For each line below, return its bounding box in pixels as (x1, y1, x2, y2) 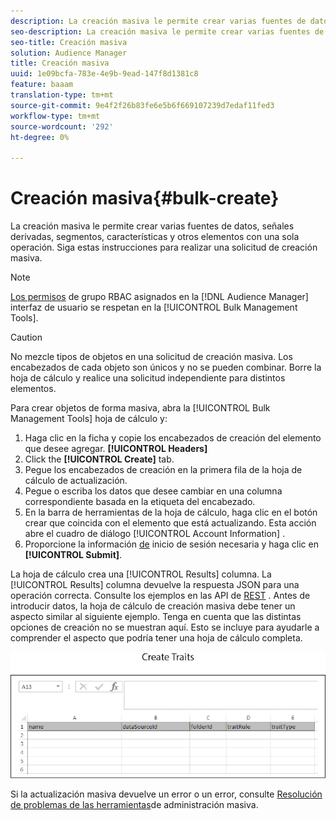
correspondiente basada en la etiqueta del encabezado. (24, 496, 256, 508)
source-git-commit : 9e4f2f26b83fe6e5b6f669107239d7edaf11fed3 (10, 100, 275, 110)
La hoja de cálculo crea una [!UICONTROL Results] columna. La (10, 568, 272, 580)
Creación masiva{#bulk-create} (10, 187, 280, 210)
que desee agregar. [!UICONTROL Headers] (24, 443, 208, 455)
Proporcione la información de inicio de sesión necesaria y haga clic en (24, 538, 319, 550)
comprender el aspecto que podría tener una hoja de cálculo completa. (10, 632, 303, 644)
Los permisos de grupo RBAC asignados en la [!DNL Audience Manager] (10, 291, 309, 303)
